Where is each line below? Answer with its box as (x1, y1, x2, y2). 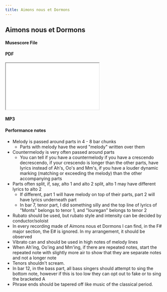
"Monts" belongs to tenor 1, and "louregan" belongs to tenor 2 (19, 207, 147, 213)
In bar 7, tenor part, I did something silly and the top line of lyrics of (19, 202, 158, 208)
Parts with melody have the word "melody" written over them (19, 144, 145, 150)
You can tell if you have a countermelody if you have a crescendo (19, 154, 154, 160)
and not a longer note (12, 255, 57, 261)
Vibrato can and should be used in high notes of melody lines (12, 239, 138, 245)
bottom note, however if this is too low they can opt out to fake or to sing (12, 271, 162, 277)
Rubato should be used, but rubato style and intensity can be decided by (12, 212, 162, 218)
